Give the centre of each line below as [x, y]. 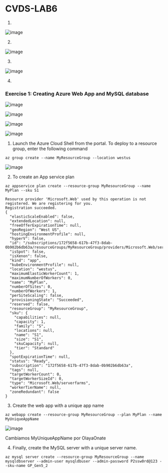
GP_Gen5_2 [38, 466]
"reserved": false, [30, 304]
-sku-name [15, 466]
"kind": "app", [25, 261]
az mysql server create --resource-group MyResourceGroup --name [74, 457]
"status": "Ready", [30, 361]
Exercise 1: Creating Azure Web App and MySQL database [77, 94]
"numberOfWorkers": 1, [33, 291]
